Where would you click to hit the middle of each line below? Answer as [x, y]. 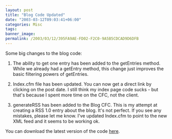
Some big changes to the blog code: [44, 53]
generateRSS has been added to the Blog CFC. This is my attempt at [85, 105]
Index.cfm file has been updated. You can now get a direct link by [82, 84]
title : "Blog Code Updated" [35, 15]
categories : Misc [24, 24]
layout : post [19, 10]
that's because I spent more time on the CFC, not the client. [76, 95]
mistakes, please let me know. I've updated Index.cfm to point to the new [90, 115]
